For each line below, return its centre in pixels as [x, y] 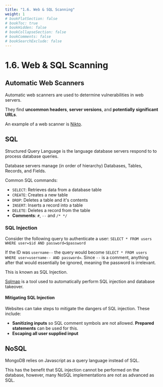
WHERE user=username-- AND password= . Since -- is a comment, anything [77, 257]
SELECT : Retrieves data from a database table [57, 190]
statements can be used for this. [45, 328]
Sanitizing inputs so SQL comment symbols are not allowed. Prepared [83, 323]
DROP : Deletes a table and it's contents [50, 200]
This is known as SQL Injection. [36, 272]
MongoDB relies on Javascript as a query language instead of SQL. [72, 360]
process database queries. [32, 156]
